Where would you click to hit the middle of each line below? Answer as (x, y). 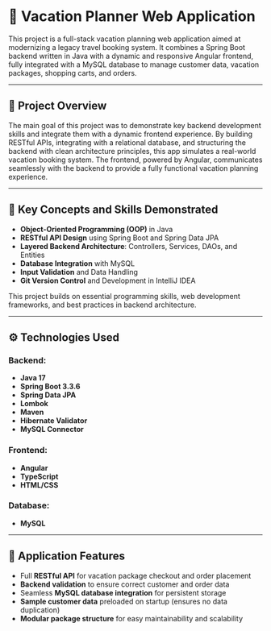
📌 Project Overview (58, 106)
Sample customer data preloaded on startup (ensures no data (124, 601)
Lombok (34, 404)
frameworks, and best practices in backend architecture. (102, 305)
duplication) (40, 610)
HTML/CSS (39, 485)
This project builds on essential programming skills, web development (124, 296)
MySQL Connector (52, 430)
